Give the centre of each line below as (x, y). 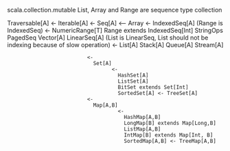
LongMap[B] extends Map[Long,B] (170, 123)
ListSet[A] (133, 81)
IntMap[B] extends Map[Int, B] (169, 135)
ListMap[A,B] (142, 129)
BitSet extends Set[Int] (153, 87)
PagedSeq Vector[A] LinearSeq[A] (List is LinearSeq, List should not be (108, 38)
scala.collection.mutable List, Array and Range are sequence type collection (115, 10)
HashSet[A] (133, 75)
